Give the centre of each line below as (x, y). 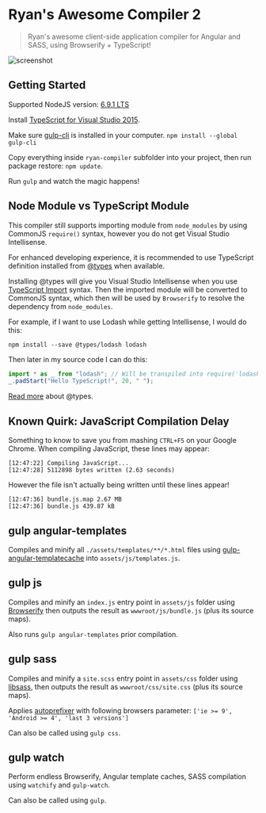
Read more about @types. (51, 396)
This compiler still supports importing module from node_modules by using (128, 225)
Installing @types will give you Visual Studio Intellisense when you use (123, 281)
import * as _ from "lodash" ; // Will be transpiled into (106, 374)
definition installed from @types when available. (86, 265)
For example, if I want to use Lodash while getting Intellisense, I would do (127, 322)
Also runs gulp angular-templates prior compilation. (93, 634)
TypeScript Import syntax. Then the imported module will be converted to (128, 289)
